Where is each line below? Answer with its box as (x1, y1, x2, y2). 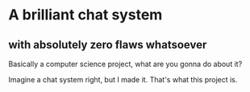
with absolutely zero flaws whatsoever (8, 38, 207, 52)
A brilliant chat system (8, 6, 163, 24)
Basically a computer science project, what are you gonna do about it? (8, 59, 243, 69)
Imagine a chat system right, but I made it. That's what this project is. (8, 75, 238, 84)
